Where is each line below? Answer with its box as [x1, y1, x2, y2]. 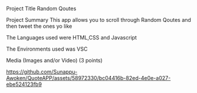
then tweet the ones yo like [6, 23, 72, 29]
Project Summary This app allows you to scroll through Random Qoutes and [6, 16, 192, 23]
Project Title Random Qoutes [6, 5, 77, 12]
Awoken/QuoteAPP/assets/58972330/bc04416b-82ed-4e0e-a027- [6, 75, 171, 81]
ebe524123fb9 [6, 81, 42, 88]
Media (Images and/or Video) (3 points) [6, 57, 103, 64]
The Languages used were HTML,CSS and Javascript [6, 34, 137, 41]
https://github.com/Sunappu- [6, 68, 78, 75]
